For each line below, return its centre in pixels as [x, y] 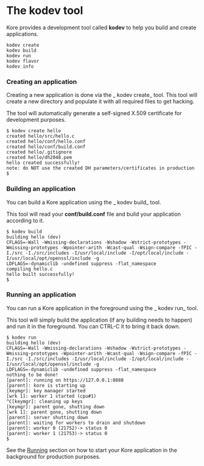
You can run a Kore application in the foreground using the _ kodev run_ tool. [102, 308]
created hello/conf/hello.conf [46, 142]
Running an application [41, 295]
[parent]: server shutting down [47, 417]
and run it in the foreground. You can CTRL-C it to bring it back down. [93, 326]
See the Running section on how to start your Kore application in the [92, 450]
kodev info [20, 66]
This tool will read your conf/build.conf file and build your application [94, 214]
